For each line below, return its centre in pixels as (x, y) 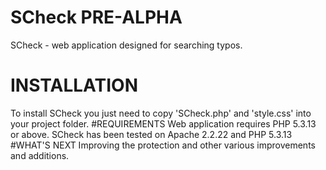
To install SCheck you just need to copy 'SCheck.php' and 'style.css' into (161, 113)
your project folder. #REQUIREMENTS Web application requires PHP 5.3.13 (163, 123)
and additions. (40, 155)
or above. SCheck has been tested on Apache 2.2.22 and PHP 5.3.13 (151, 134)
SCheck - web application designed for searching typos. (126, 45)
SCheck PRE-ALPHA (96, 17)
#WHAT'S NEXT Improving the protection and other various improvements (163, 145)
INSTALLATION (74, 85)
